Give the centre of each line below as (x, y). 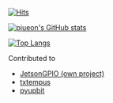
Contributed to (32, 58)
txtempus (35, 82)
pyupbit (32, 90)
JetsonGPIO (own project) (62, 74)
